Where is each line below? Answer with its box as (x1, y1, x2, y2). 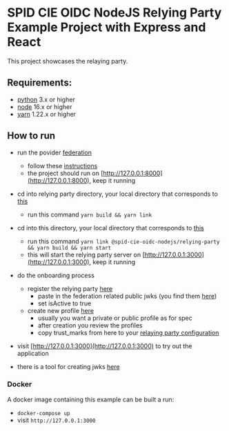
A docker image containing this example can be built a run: (7, 395, 175, 403)
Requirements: (7, 77, 72, 89)
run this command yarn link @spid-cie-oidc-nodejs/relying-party (27, 237, 220, 245)
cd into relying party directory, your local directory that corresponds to (17, 190, 219, 198)
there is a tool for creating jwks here (17, 362, 120, 370)
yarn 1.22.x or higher (17, 110, 77, 118)
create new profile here (27, 306, 94, 314)
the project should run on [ (27, 169, 103, 177)
